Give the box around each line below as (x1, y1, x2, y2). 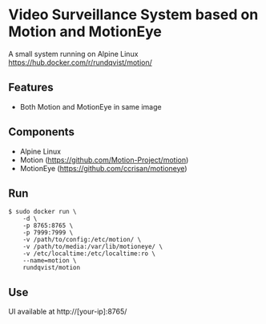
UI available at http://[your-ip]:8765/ (8, 306, 127, 317)
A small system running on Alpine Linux (8, 49, 139, 58)
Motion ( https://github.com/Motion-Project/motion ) (19, 154, 189, 165)
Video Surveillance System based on (8, 6, 259, 24)
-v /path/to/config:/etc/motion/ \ (22, 236, 142, 244)
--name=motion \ (22, 257, 78, 265)
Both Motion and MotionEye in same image (19, 102, 162, 111)
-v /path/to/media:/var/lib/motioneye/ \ (22, 242, 163, 251)
